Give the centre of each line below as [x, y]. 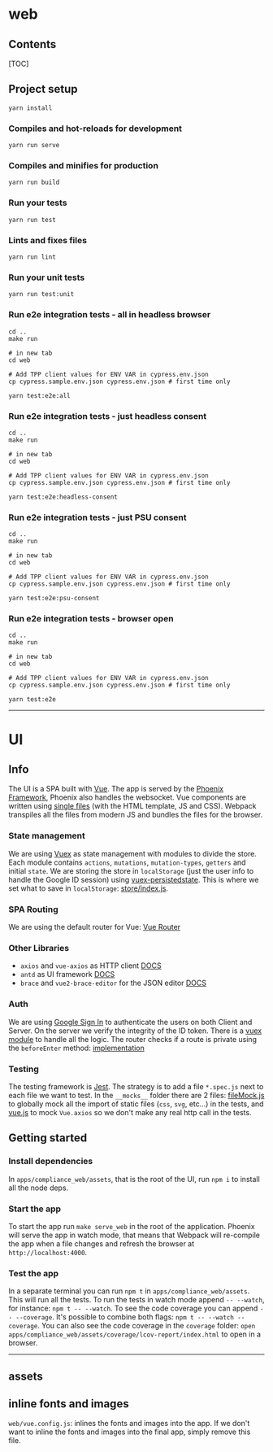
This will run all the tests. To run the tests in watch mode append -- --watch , [136, 1300]
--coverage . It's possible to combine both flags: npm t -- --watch [125, 1317]
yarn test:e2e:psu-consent [54, 599]
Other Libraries [39, 948]
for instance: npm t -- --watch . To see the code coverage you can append [133, 1308]
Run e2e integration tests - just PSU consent [97, 517]
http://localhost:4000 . [48, 1252]
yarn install [30, 108]
